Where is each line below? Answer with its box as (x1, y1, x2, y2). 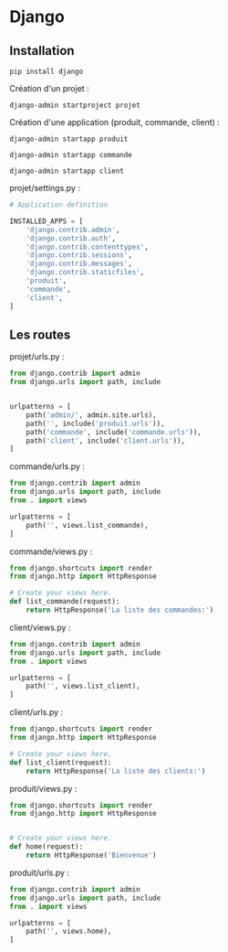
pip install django (9, 67, 84, 76)
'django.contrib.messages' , (26, 259, 132, 269)
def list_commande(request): (9, 597, 120, 606)
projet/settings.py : (9, 183, 80, 193)
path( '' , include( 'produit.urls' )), (26, 419, 166, 428)
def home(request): (9, 842, 84, 851)
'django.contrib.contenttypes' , (26, 242, 149, 251)
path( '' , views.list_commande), (26, 520, 149, 529)
